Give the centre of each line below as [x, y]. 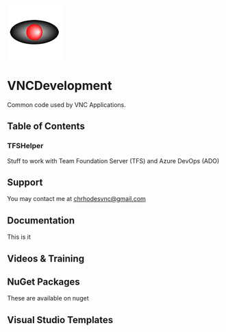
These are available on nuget [48, 298]
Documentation [41, 221]
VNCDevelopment [60, 86]
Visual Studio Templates [60, 320]
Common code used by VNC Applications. [67, 104]
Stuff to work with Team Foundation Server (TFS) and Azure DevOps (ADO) [113, 161]
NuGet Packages [43, 282]
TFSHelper [25, 146]
